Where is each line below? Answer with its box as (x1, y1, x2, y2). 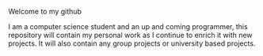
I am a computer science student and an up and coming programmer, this (8, 22, 248, 31)
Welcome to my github (8, 7, 82, 16)
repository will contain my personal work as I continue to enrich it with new (8, 31, 253, 39)
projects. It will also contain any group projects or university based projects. (8, 39, 256, 48)
